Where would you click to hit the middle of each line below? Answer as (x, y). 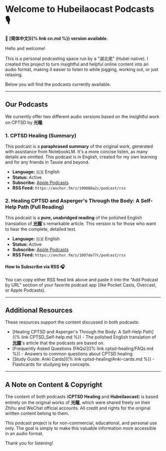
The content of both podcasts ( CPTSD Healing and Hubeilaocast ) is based (82, 397)
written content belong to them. (37, 413)
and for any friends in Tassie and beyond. (47, 162)
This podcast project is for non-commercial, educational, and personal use (81, 423)
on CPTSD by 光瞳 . (24, 122)
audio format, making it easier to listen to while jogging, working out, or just (82, 69)
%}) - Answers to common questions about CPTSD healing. (73, 354)
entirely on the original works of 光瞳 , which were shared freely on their (78, 402)
